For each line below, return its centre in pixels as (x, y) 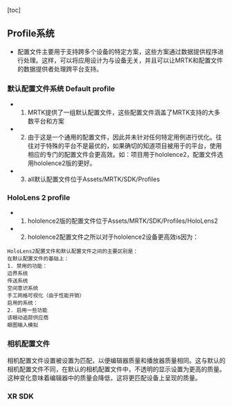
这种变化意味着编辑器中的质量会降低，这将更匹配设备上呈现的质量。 (104, 378)
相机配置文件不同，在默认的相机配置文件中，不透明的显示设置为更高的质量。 (116, 369)
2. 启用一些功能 (27, 311)
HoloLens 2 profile (39, 198)
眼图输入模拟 (23, 325)
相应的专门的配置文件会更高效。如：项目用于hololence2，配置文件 (122, 155)
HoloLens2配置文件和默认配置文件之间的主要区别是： (73, 252)
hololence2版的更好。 (65, 163)
